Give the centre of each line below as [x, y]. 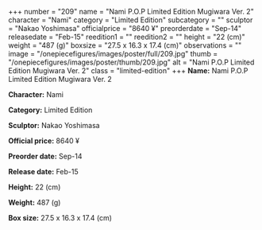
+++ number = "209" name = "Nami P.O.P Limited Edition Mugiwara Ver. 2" [131, 12]
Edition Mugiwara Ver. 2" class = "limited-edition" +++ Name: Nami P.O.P [128, 70]
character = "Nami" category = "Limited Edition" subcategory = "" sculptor [131, 20]
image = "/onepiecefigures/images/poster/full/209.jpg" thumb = [113, 54]
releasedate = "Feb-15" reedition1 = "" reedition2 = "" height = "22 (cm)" [127, 37]
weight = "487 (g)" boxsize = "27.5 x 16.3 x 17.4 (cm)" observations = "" [125, 45]
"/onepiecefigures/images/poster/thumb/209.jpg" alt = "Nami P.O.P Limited [131, 62]
